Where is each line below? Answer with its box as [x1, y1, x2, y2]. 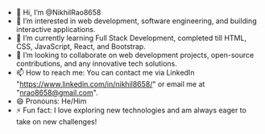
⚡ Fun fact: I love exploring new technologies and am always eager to [15, 105, 247, 115]
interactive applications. [15, 25, 96, 34]
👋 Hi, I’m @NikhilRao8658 [15, 8, 101, 17]
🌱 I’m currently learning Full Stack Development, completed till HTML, [15, 33, 247, 43]
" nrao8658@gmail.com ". [15, 88, 98, 97]
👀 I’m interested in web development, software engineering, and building [15, 16, 257, 26]
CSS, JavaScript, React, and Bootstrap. [15, 42, 147, 51]
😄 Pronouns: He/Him [15, 96, 87, 106]
